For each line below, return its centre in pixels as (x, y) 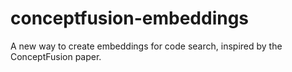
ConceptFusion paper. (56, 56)
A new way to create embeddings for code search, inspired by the (146, 46)
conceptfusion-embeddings (130, 18)
